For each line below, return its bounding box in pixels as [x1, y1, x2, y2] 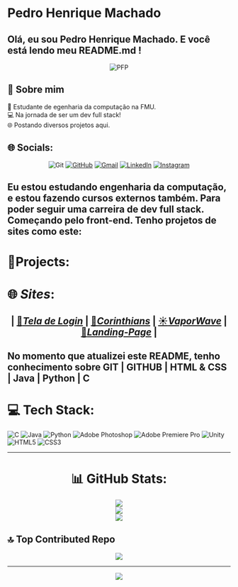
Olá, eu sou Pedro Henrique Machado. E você [7, 33, 210, 45]
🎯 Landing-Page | [80, 326, 158, 338]
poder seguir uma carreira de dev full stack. [7, 204, 204, 216]
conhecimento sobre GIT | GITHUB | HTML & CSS [7, 361, 227, 373]
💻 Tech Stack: [7, 402, 95, 418]
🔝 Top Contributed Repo [7, 534, 115, 546]
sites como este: [7, 226, 82, 238]
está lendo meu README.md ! [7, 44, 142, 56]
